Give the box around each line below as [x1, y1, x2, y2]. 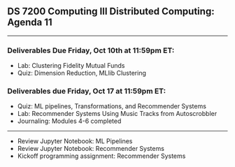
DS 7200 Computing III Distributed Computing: [7, 6, 215, 17]
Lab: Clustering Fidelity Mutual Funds [17, 61, 125, 70]
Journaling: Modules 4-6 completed [17, 117, 122, 125]
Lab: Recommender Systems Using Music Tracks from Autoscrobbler [17, 110, 218, 118]
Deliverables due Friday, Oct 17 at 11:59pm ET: [7, 87, 166, 96]
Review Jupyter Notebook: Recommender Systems [17, 145, 164, 153]
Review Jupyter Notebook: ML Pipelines [17, 137, 133, 145]
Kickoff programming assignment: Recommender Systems [17, 152, 186, 160]
